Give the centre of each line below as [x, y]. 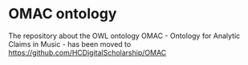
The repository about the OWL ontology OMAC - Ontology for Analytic [124, 36]
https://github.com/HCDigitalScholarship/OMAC [87, 52]
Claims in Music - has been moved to [70, 44]
